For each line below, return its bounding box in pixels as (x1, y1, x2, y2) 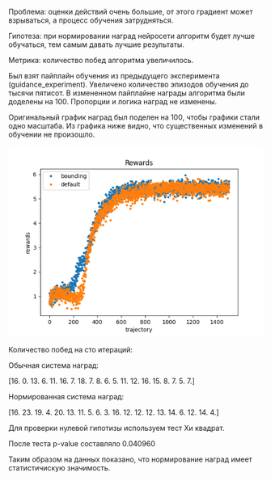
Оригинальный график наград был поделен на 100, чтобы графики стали (8, 112, 260, 122)
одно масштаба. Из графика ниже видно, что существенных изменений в (8, 121, 264, 130)
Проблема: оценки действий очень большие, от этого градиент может (8, 7, 253, 16)
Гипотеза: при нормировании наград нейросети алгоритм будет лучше (8, 32, 255, 40)
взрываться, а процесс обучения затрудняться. (8, 15, 174, 25)
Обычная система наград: (8, 361, 100, 370)
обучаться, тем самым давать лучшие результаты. (8, 40, 184, 49)
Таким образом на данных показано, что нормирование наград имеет (8, 454, 252, 464)
